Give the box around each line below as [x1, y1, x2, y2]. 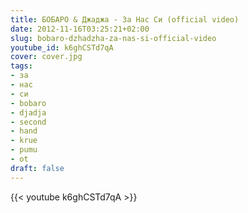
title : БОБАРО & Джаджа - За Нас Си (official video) [10, 14, 240, 25]
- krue [10, 136, 38, 146]
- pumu [10, 145, 38, 155]
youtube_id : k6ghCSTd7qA [10, 42, 114, 53]
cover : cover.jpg [10, 52, 83, 62]
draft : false [10, 163, 65, 173]
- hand [10, 126, 38, 136]
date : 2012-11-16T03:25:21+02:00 [10, 24, 150, 34]
